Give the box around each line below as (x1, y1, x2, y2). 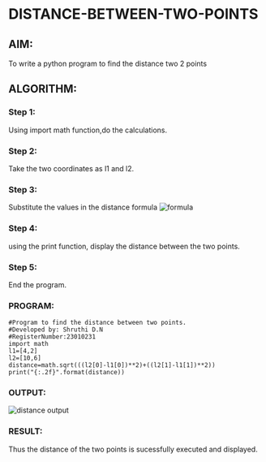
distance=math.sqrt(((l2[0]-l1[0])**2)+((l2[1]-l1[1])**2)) (8, 361, 217, 369)
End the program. (8, 279, 67, 289)
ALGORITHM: (8, 82, 77, 96)
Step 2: (8, 145, 38, 157)
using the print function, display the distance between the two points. (8, 241, 241, 251)
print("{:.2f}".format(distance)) (8, 369, 126, 377)
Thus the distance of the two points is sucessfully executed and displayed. (8, 444, 258, 454)
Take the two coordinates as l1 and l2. (8, 163, 135, 173)
